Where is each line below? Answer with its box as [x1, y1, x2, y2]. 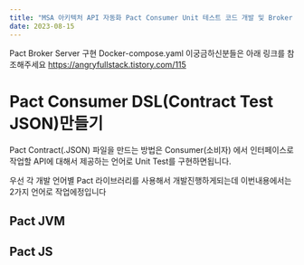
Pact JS [9, 244, 53, 260]
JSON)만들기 [9, 113, 104, 134]
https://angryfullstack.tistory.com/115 [48, 59, 187, 70]
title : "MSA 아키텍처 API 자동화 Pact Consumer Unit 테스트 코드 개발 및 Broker [9, 13, 293, 23]
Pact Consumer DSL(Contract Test [9, 91, 274, 111]
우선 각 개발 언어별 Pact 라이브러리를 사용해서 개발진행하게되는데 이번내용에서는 [9, 175, 292, 186]
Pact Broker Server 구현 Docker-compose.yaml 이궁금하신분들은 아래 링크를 [9, 47, 285, 59]
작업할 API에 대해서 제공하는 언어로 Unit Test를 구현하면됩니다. [9, 156, 233, 167]
